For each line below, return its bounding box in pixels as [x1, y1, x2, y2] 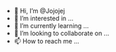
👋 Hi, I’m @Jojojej [13, 7, 65, 15]
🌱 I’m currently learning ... [13, 22, 89, 30]
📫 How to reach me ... [13, 37, 79, 45]
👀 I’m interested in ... [13, 14, 74, 22]
